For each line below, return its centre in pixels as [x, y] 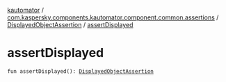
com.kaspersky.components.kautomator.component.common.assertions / [113, 17]
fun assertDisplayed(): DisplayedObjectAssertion [81, 71]
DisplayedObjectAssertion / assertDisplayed [70, 25]
